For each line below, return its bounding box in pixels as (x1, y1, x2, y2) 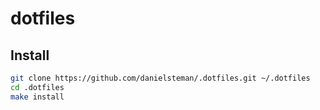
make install (10, 92, 65, 102)
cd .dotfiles (10, 82, 65, 92)
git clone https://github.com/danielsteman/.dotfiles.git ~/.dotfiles (10, 73, 311, 83)
